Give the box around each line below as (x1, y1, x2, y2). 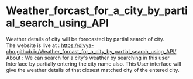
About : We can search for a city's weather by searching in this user (6, 54, 170, 61)
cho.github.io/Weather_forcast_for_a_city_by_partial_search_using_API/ (6, 48, 177, 55)
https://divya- (61, 42, 94, 49)
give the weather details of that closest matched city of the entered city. (6, 66, 180, 73)
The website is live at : (6, 42, 60, 49)
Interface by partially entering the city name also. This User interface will (6, 60, 181, 67)
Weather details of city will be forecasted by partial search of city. (6, 35, 165, 42)
